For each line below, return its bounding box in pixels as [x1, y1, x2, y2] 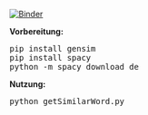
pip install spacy [9, 53, 92, 62]
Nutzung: [9, 79, 46, 90]
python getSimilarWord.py [9, 96, 125, 106]
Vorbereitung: [9, 26, 64, 36]
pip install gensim [9, 43, 96, 53]
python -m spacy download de [9, 62, 139, 72]
